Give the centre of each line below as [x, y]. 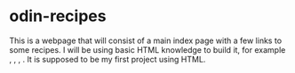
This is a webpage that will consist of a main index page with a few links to [146, 40]
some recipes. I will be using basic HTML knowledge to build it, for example [147, 49]
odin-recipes [58, 16]
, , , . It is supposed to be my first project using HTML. [108, 59]
